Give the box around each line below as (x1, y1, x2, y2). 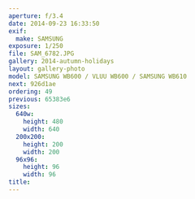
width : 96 (23, 171, 57, 179)
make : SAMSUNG (15, 34, 63, 43)
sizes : (8, 102, 31, 110)
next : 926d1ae (8, 80, 57, 88)
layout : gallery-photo (8, 65, 85, 73)
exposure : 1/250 (8, 42, 63, 50)
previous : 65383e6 (8, 95, 71, 103)
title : (8, 178, 31, 187)
